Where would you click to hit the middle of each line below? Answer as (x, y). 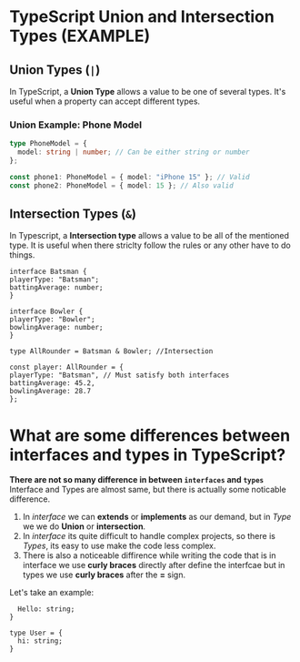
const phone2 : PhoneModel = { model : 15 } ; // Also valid (121, 185)
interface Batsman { (49, 272)
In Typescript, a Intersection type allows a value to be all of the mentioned (149, 236)
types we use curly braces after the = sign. (104, 575)
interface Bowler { (46, 311)
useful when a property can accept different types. (105, 101)
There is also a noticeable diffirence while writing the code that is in (149, 555)
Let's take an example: (52, 593)
